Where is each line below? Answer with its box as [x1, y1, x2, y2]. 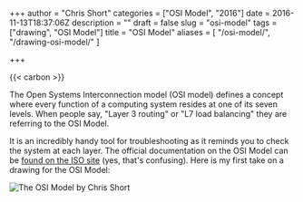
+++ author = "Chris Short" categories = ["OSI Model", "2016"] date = [9, 8, 270, 18]
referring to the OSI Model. [9, 118, 110, 129]
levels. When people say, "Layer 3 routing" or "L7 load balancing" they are [9, 109, 288, 119]
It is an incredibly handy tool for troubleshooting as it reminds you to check [9, 136, 289, 146]
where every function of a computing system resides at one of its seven [9, 99, 279, 110]
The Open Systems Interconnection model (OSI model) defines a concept [9, 90, 284, 100]
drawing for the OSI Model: [9, 165, 111, 175]
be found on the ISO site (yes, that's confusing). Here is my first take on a [9, 155, 284, 166]
